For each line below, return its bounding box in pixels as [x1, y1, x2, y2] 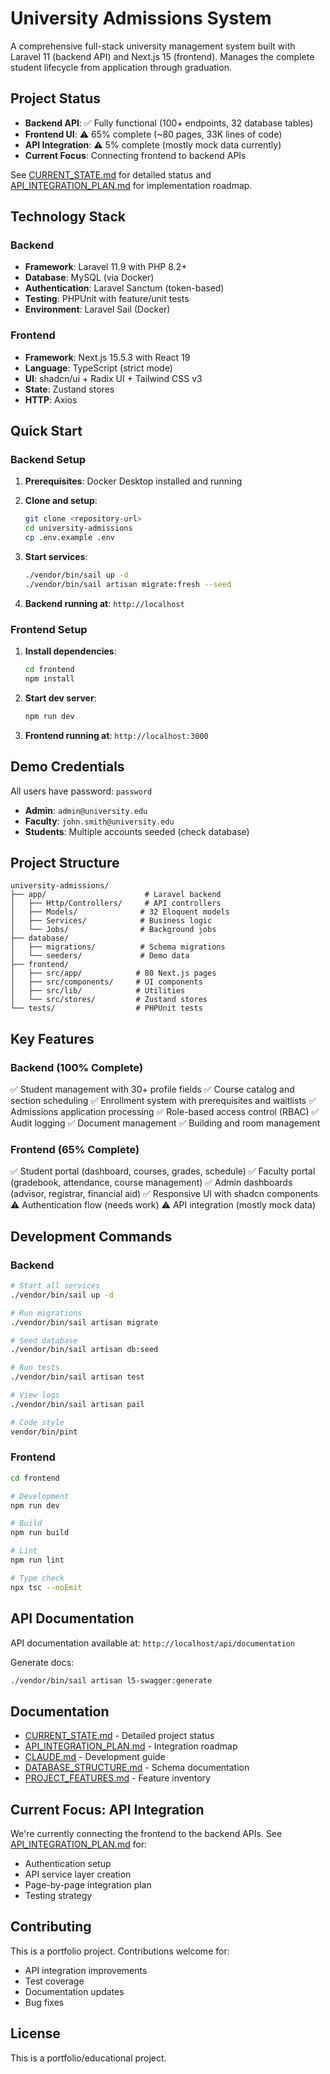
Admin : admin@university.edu [24, 804, 148, 816]
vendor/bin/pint [10, 1427, 78, 1437]
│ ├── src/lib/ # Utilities [10, 986, 186, 996]
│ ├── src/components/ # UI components [10, 977, 203, 987]
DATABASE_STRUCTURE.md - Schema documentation [24, 1762, 250, 1774]
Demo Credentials [10, 758, 125, 776]
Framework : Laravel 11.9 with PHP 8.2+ [24, 261, 188, 273]
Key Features [10, 1030, 95, 1047]
